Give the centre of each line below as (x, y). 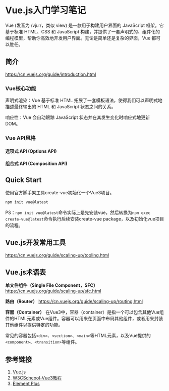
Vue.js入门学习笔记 (46, 10)
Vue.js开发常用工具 (36, 243)
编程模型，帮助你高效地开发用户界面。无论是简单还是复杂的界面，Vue (78, 38)
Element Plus (26, 384)
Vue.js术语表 (26, 272)
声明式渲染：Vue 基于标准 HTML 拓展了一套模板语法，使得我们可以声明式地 (84, 100)
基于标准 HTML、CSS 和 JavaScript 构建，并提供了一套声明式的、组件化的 (83, 31)
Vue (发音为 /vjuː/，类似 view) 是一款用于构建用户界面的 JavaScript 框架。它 (84, 25)
